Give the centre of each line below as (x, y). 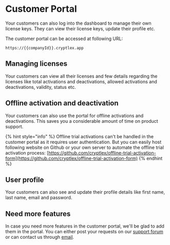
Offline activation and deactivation (62, 103)
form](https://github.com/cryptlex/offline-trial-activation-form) (72, 158)
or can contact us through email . (40, 237)
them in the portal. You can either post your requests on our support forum (84, 232)
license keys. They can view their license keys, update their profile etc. (80, 28)
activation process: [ (27, 153)
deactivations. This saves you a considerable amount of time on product (82, 121)
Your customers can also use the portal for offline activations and (74, 116)
